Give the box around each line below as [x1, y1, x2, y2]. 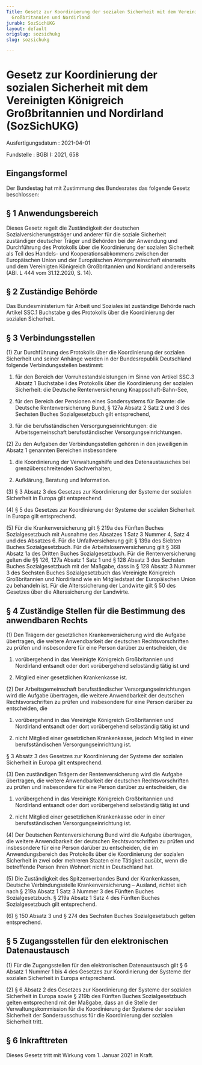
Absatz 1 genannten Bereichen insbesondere [6, 447, 117, 454]
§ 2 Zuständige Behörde [6, 286, 98, 297]
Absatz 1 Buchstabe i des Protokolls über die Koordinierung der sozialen [14, 380, 194, 387]
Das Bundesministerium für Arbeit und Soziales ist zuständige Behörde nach [6, 303, 195, 310]
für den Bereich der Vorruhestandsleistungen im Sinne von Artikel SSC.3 [14, 373, 195, 380]
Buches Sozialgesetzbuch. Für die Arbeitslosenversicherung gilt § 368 [6, 544, 180, 551]
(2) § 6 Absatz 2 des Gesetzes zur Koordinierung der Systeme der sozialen [6, 986, 192, 993]
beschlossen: [6, 190, 40, 198]
